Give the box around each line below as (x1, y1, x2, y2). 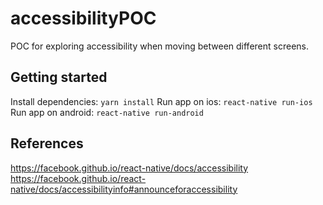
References (10, 135, 84, 152)
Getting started (10, 69, 108, 86)
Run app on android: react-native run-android (10, 106, 204, 118)
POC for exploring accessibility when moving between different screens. (10, 40, 309, 52)
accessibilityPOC (10, 7, 157, 30)
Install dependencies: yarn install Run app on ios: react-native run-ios (10, 95, 313, 107)
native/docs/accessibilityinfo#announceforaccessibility (10, 183, 238, 195)
